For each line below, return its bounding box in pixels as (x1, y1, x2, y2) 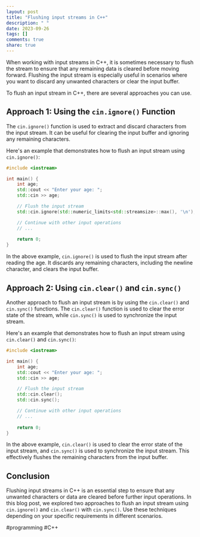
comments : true (6, 37, 44, 43)
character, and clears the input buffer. (6, 266, 99, 273)
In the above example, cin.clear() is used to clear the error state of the (6, 441, 183, 448)
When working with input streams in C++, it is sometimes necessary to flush (6, 58, 194, 66)
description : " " (6, 20, 50, 26)
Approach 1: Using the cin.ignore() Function (6, 107, 176, 117)
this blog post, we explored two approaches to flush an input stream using (6, 500, 189, 507)
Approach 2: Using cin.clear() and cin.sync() (6, 283, 182, 293)
